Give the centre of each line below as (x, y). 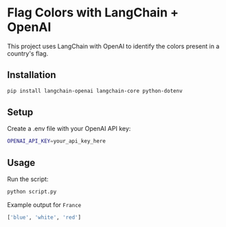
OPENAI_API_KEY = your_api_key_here (57, 141)
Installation (32, 75)
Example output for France (44, 205)
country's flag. (28, 53)
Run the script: (28, 179)
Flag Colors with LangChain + (93, 13)
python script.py (32, 192)
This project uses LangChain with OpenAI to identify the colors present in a (113, 46)
